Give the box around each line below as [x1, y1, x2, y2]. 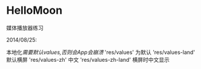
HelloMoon [6, 4, 62, 17]
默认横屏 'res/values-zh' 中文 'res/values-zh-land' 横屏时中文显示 [6, 56, 170, 63]
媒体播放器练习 [6, 24, 44, 31]
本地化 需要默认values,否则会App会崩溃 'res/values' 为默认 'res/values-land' [6, 49, 196, 56]
